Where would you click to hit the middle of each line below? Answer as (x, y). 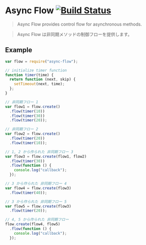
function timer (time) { (29, 75)
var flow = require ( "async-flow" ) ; (42, 61)
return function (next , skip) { (43, 79)
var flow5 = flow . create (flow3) (38, 206)
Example (19, 50)
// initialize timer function (36, 70)
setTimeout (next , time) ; (39, 84)
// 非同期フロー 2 (22, 129)
